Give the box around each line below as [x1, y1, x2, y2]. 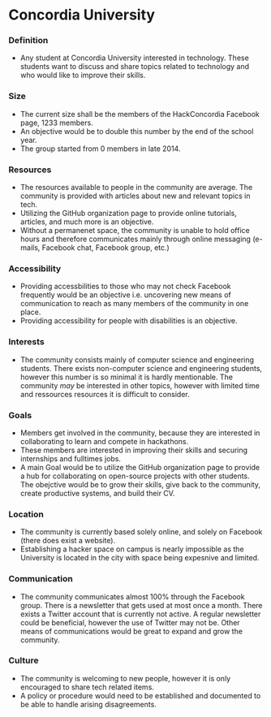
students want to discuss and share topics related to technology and [19, 62, 250, 71]
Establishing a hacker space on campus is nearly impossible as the [19, 544, 245, 554]
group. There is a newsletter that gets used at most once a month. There [19, 600, 263, 610]
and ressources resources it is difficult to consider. [19, 389, 190, 399]
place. [19, 307, 41, 317]
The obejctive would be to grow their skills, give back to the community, [19, 479, 261, 489]
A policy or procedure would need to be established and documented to [19, 690, 261, 700]
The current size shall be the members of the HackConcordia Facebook [19, 109, 260, 119]
